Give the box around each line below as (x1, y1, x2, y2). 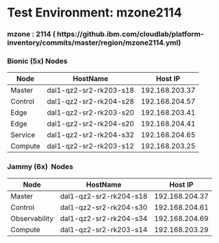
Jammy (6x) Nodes (7, 162, 74, 172)
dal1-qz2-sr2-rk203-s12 (47, 141, 135, 151)
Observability (10, 213, 53, 223)
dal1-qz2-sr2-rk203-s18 (47, 86, 135, 95)
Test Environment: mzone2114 (7, 5, 183, 21)
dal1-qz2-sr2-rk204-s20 (47, 119, 135, 128)
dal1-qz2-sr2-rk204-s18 (60, 191, 148, 200)
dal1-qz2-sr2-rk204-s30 (60, 202, 148, 212)
